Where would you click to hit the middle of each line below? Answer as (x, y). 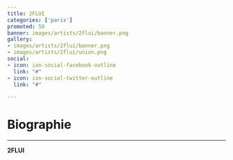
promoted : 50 (26, 26)
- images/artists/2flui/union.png (57, 53)
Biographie (39, 125)
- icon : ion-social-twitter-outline (60, 78)
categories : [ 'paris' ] (40, 20)
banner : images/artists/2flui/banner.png (68, 33)
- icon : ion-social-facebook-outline (62, 65)
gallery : (20, 39)
